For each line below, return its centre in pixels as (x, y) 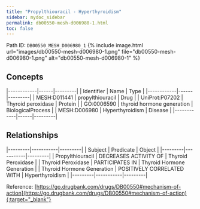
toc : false (20, 28)
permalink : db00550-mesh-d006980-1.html (57, 23)
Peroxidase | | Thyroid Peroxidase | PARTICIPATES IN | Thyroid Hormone (96, 162)
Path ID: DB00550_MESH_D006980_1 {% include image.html (75, 45)
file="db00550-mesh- (149, 52)
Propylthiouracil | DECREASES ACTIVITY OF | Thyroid (121, 156)
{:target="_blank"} (29, 199)
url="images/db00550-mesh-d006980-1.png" (63, 52)
